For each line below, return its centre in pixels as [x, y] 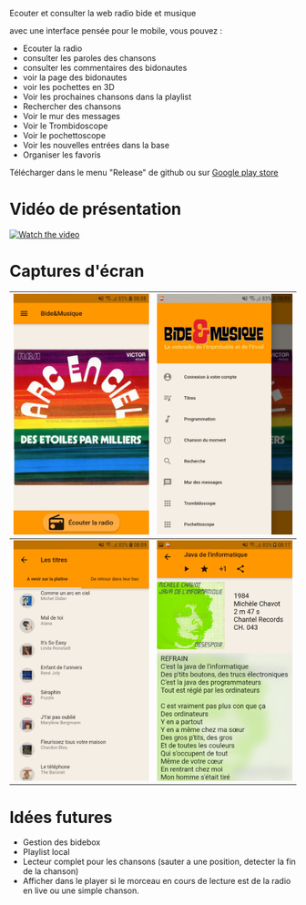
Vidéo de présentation [96, 209]
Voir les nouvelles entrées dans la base [96, 145]
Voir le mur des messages [71, 116]
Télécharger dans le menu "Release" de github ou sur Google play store [144, 173]
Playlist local [46, 852]
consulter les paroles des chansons [89, 58]
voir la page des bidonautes [75, 77]
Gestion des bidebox [61, 842]
